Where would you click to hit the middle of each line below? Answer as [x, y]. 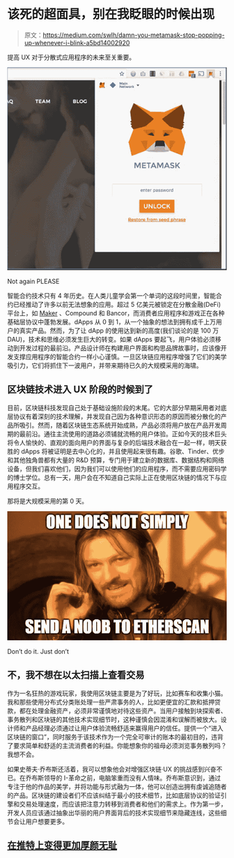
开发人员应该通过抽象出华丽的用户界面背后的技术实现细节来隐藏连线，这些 [114, 813]
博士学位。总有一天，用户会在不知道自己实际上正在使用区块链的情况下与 [117, 477]
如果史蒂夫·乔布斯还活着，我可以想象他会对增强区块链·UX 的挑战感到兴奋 [112, 769]
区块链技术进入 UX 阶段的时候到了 [80, 390]
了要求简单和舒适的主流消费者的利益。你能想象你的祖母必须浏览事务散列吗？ [117, 745]
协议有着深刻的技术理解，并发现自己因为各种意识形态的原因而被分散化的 [117, 416]
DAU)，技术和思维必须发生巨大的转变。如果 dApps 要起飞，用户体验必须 [111, 339]
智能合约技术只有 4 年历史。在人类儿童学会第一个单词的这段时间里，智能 [111, 295]
